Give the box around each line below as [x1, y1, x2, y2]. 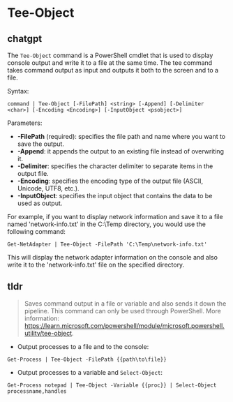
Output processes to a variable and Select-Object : [17, 368, 163, 376]
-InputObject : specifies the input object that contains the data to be [17, 192, 213, 200]
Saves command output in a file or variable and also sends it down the [24, 299, 227, 308]
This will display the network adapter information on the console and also [7, 253, 218, 261]
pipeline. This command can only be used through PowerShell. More [24, 306, 221, 315]
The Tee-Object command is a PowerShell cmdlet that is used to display [7, 51, 213, 59]
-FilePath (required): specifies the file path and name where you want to [17, 133, 226, 140]
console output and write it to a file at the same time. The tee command [7, 59, 213, 67]
